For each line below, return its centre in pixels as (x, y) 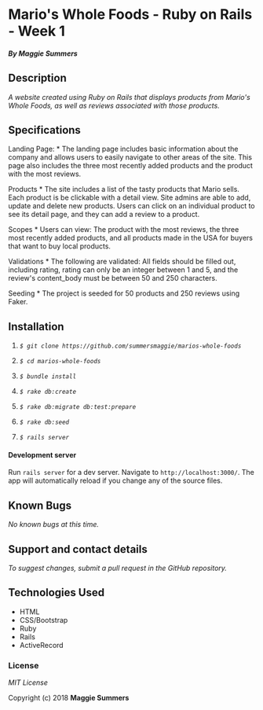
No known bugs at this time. (54, 524)
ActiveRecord (42, 645)
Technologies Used (56, 592)
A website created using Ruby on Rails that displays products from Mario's (130, 97)
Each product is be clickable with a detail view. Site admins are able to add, (130, 197)
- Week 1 (37, 31)
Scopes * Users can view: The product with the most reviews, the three (124, 230)
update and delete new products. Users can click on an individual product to (131, 206)
